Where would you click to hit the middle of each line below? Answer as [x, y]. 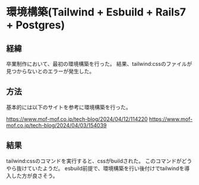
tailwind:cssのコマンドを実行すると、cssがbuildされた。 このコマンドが [94, 161]
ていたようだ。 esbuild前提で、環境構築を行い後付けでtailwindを [105, 168]
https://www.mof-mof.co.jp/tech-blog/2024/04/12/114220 [77, 119]
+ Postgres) [36, 25]
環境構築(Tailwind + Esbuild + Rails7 [96, 12]
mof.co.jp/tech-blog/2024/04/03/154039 [56, 125]
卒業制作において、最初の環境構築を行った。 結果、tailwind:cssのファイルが [99, 64]
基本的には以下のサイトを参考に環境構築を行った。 [69, 107]
